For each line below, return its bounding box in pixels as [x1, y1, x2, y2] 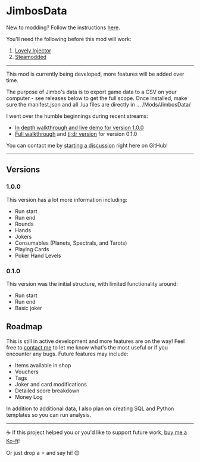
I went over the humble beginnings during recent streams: [6, 112, 149, 120]
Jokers [14, 233, 32, 240]
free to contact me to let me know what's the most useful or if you [6, 344, 168, 351]
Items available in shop [14, 361, 71, 369]
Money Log [14, 393, 43, 400]
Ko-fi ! [6, 437, 20, 444]
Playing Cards [14, 245, 49, 252]
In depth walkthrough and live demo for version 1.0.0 [14, 124, 144, 131]
